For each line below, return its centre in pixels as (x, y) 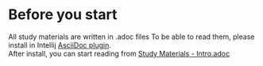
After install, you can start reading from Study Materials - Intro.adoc (119, 53)
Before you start (63, 15)
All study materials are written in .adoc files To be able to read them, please (131, 37)
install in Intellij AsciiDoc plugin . (60, 45)
